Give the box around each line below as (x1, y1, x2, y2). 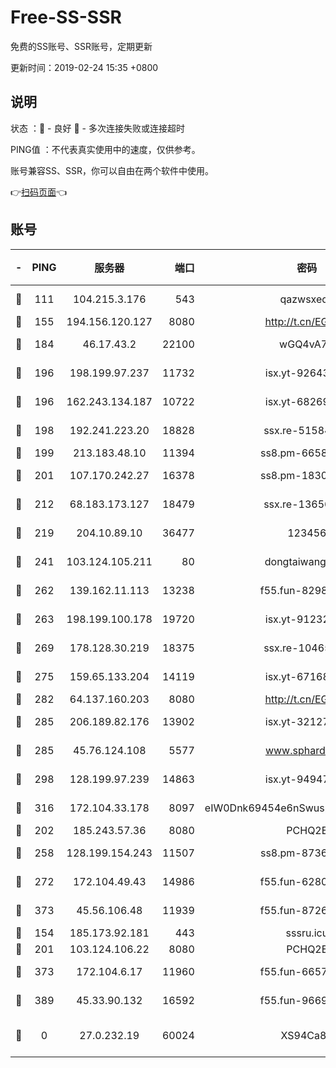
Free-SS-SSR (10, 6, 122, 29)
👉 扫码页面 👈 (10, 186, 68, 198)
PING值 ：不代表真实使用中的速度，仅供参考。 (10, 143, 201, 155)
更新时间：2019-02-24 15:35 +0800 (10, 61, 159, 73)
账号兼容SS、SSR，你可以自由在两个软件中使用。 (10, 164, 214, 176)
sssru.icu (285, 926, 329, 940)
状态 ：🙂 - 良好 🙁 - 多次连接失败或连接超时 (10, 122, 185, 134)
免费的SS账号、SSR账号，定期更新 (10, 40, 153, 52)
